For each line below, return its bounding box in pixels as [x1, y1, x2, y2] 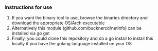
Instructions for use [4, 4, 52, 11]
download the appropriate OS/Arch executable [11, 20, 105, 26]
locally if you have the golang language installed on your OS [11, 41, 132, 47]
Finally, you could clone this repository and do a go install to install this [11, 35, 154, 41]
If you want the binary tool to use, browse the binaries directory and [11, 15, 148, 21]
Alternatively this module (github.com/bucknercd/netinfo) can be [11, 25, 142, 31]
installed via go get [11, 31, 50, 36]
